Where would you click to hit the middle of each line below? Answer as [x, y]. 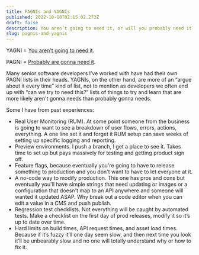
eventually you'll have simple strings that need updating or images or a [101, 185]
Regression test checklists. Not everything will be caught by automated [101, 209]
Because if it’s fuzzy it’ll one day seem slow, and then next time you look [103, 235]
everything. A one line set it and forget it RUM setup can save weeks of [101, 134]
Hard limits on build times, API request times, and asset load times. [96, 228]
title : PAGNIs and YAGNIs [38, 12]
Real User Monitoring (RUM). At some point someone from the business [102, 121]
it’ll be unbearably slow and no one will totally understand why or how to [103, 241]
